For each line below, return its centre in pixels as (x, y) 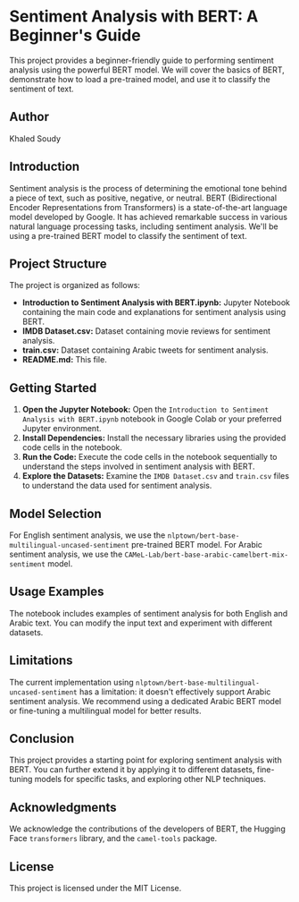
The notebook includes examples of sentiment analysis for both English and (149, 613)
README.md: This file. (64, 360)
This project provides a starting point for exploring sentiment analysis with (146, 760)
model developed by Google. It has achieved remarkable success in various (149, 217)
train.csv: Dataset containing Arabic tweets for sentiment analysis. (145, 350)
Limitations (41, 661)
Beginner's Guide (75, 35)
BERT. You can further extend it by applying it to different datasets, (132, 770)
